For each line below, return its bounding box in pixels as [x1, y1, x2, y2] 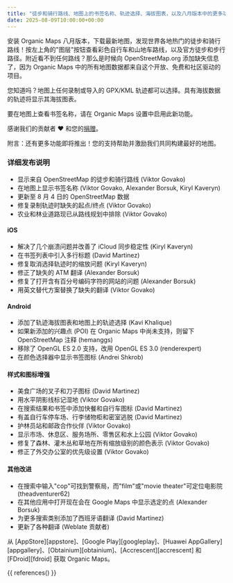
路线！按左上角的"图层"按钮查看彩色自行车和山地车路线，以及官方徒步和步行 [7, 45, 226, 53]
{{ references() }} [7, 568, 57, 577]
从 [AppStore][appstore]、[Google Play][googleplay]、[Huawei [7, 537, 187, 546]
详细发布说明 [7, 158, 51, 167]
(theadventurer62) [17, 489, 71, 498]
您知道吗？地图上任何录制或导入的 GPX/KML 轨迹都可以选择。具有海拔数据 [7, 86, 221, 94]
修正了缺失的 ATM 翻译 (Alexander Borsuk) [17, 269, 140, 276]
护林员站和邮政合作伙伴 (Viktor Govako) [17, 421, 131, 430]
